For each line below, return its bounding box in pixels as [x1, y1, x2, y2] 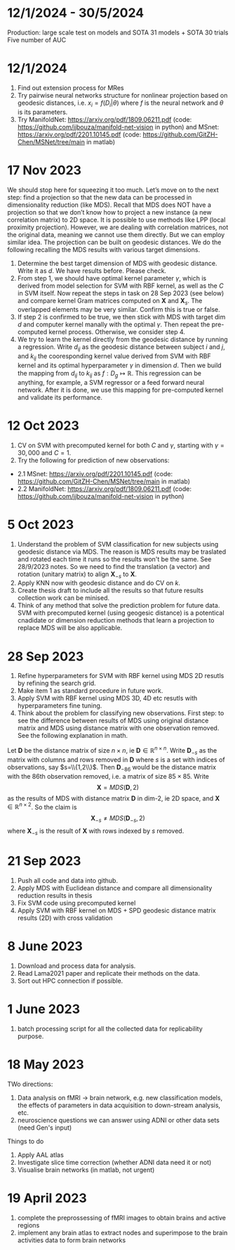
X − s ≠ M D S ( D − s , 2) [90, 814, 145, 824]
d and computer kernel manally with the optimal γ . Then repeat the [17, 320, 210, 329]
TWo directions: [7, 1080, 53, 1088]
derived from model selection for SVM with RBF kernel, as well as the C [17, 281, 224, 290]
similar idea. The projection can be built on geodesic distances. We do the [7, 238, 222, 246]
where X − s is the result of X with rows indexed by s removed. [7, 827, 184, 836]
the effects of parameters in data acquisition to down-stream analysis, [17, 1101, 221, 1109]
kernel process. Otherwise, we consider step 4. [48, 328, 186, 336]
